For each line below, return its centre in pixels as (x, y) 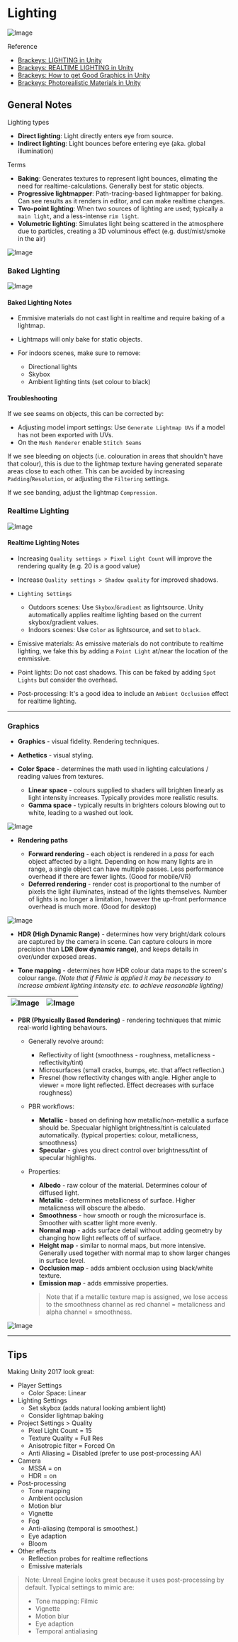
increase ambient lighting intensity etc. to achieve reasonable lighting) (120, 986)
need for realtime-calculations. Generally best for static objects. (110, 186)
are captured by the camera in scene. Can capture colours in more (115, 942)
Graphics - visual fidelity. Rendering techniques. (88, 741)
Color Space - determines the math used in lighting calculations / (113, 769)
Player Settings (40, 1385)
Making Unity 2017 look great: (51, 1372)
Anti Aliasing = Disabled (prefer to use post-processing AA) (115, 1453)
